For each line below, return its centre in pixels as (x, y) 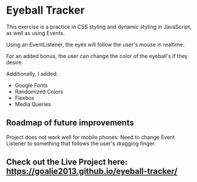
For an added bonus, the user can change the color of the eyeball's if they (97, 56)
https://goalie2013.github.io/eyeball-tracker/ (92, 172)
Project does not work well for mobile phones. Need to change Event (90, 137)
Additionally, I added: (32, 74)
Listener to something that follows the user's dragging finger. (81, 143)
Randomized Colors (39, 91)
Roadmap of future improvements (70, 123)
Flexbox (24, 98)
